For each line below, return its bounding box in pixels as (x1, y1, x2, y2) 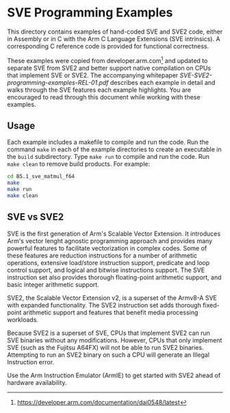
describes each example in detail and (110, 78, 216, 86)
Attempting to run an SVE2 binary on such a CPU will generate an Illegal (7, 351, 210, 359)
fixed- (203, 301, 220, 309)
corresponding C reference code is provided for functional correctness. (7, 42, 209, 50)
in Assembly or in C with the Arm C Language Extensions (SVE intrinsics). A (7, 34, 220, 42)
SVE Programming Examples (7, 5, 173, 21)
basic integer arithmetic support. (7, 280, 99, 288)
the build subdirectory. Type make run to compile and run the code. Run (7, 153, 210, 161)
